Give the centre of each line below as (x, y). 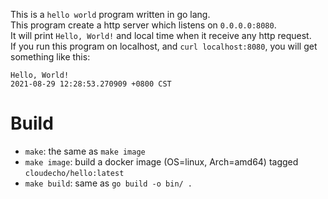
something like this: (50, 57)
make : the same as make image (85, 151)
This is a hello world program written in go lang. (110, 14)
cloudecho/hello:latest (74, 173)
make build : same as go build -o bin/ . (108, 183)
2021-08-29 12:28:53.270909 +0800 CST (91, 84)
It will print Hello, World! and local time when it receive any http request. (161, 35)
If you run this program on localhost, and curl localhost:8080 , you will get (164, 46)
